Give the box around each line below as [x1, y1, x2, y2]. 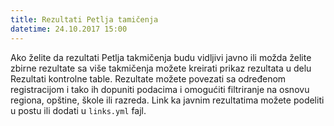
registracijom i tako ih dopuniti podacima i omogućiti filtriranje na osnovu [10, 83, 310, 95]
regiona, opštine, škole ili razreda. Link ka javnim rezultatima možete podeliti [10, 94, 325, 106]
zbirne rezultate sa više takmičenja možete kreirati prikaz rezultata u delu [10, 62, 312, 74]
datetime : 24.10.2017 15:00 [10, 24, 128, 34]
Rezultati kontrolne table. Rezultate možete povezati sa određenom [10, 72, 287, 85]
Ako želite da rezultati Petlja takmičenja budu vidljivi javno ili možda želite [10, 51, 312, 63]
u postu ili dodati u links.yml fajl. [10, 104, 147, 116]
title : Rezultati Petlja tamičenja [10, 14, 159, 25]
